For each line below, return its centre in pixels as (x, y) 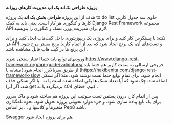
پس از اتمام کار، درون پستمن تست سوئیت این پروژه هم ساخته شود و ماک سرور (82, 96)
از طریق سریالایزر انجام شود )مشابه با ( (44, 70)
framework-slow (23, 75)
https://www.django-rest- (113, 59)
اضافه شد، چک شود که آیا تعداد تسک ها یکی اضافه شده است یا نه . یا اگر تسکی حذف (87, 81)
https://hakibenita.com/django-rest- (119, 70)
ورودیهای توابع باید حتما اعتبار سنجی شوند (45, 59)
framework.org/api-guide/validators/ (45, 64)
